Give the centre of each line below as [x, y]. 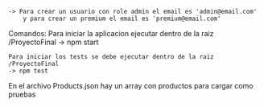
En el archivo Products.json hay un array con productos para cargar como [131, 86]
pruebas [22, 94]
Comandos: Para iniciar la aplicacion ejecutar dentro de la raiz [111, 33]
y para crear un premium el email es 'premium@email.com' [122, 19]
